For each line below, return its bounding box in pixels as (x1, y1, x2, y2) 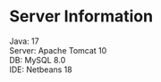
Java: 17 (9, 36, 39, 46)
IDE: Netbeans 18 (9, 64, 73, 75)
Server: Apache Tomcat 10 (9, 45, 107, 55)
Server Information (9, 6, 154, 27)
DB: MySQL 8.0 (9, 54, 66, 65)
